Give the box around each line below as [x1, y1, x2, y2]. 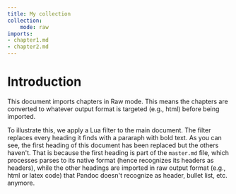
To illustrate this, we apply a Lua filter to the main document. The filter [7, 125, 211, 135]
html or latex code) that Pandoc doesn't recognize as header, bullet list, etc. [7, 171, 228, 179]
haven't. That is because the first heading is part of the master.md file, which [7, 148, 230, 156]
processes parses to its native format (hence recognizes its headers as [7, 156, 214, 164]
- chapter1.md [7, 37, 49, 44]
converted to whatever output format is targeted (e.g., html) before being [7, 104, 220, 113]
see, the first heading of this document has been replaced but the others [7, 141, 219, 149]
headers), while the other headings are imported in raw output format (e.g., [7, 164, 226, 172]
